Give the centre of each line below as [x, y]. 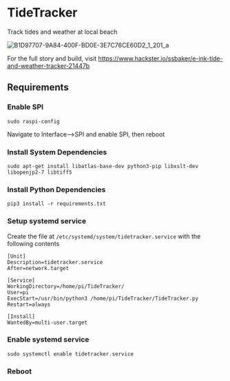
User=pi [18, 292]
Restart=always [29, 305]
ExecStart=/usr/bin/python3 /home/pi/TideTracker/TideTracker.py [103, 298]
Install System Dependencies [57, 152]
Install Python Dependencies [56, 189]
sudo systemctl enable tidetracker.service [71, 354]
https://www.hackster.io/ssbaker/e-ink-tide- [160, 58]
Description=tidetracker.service [55, 262]
